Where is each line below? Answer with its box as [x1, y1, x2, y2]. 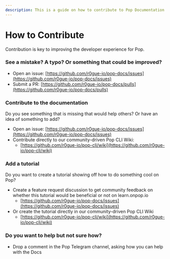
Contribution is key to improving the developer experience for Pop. [5, 46, 145, 52]
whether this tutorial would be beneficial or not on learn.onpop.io [12, 192, 149, 199]
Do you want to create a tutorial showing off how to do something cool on [5, 172, 159, 178]
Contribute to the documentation [5, 99, 88, 106]
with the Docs [12, 249, 42, 255]
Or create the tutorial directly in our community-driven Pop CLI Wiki [12, 209, 154, 215]
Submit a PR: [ [12, 81, 43, 87]
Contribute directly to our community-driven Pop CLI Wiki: [12, 137, 134, 143]
